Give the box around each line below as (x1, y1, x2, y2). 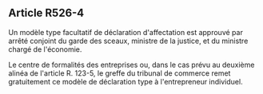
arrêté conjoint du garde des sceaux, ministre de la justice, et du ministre (8, 36, 249, 45)
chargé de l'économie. (8, 44, 82, 54)
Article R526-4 (8, 6, 85, 20)
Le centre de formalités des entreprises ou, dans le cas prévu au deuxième (8, 60, 255, 69)
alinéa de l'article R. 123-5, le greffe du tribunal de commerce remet (8, 68, 231, 78)
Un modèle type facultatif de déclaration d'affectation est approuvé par (8, 27, 244, 37)
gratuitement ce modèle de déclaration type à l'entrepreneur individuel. (8, 76, 243, 86)
